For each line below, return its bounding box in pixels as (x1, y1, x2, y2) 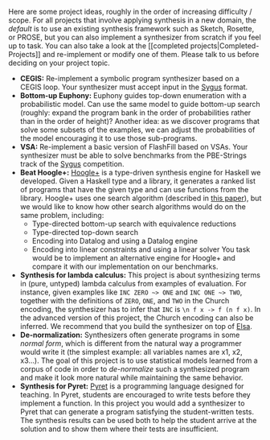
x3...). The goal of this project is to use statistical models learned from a (19, 356, 259, 365)
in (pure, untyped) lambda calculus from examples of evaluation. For (19, 279, 247, 288)
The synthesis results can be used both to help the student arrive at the (19, 416, 257, 425)
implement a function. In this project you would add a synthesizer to (19, 398, 245, 408)
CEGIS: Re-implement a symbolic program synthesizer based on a (19, 74, 239, 83)
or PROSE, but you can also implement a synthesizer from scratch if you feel (8, 32, 261, 42)
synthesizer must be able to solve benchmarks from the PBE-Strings (19, 150, 247, 160)
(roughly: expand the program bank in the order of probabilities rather (19, 108, 252, 117)
